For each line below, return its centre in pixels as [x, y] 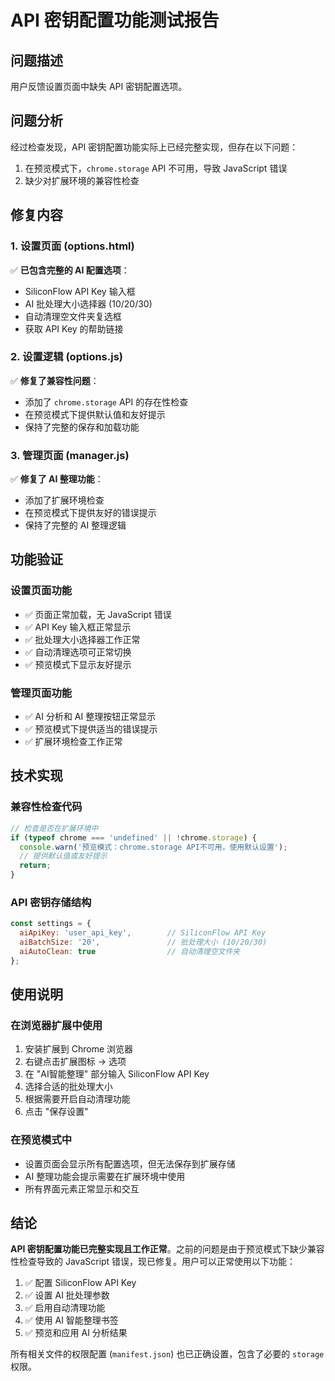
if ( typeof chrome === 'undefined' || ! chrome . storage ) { [133, 837]
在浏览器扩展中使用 [56, 1025]
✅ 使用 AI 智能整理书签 [71, 1320]
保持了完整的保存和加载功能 [82, 427]
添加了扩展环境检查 [64, 500]
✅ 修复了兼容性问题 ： [55, 380]
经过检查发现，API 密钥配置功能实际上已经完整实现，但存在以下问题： [154, 147]
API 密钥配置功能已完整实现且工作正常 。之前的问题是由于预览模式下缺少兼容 [167, 1249]
